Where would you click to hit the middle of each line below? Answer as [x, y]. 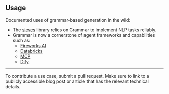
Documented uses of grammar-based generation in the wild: [68, 20]
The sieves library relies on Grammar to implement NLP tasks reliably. [84, 30]
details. [13, 86]
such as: [21, 40]
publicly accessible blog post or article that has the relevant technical [77, 81]
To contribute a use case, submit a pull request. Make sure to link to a [77, 76]
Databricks [31, 51]
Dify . [25, 61]
